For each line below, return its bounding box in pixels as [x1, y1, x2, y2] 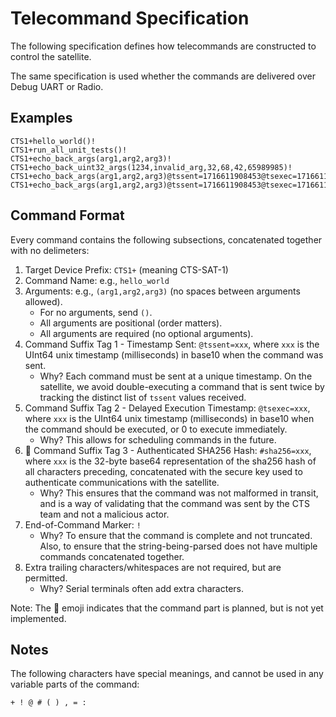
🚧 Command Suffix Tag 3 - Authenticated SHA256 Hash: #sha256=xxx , [24, 444, 312, 456]
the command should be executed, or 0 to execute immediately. [24, 423, 288, 435]
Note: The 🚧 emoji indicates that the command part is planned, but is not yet [10, 602, 324, 614]
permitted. [24, 572, 68, 584]
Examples [10, 110, 73, 127]
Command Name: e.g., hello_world [24, 274, 170, 286]
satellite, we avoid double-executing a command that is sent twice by [39, 380, 325, 392]
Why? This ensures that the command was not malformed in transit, [39, 487, 319, 499]
